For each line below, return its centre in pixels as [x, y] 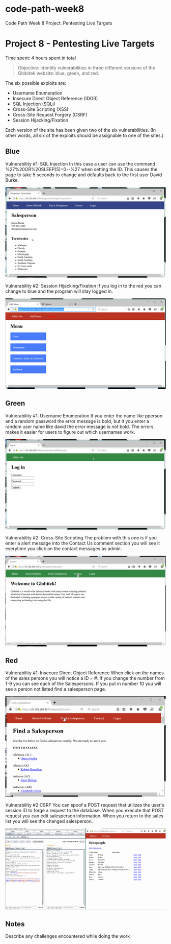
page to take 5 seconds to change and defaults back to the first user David [84, 175]
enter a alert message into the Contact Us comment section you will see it [83, 543]
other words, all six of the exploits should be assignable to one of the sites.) [84, 135]
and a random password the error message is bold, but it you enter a [77, 421]
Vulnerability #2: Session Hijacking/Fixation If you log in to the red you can [83, 286]
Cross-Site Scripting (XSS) [40, 109]
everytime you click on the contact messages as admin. [64, 549]
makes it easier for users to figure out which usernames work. [70, 432]
